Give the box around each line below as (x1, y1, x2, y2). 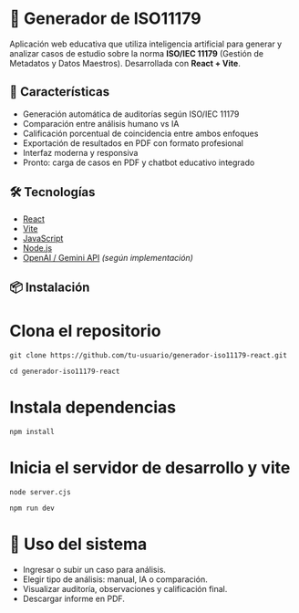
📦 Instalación (9, 279, 90, 295)
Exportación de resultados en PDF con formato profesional (22, 137, 244, 149)
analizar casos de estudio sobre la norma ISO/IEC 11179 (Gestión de (9, 47, 264, 58)
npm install (9, 427, 55, 436)
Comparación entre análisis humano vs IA (22, 118, 180, 129)
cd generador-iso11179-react (9, 367, 120, 376)
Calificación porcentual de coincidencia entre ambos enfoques (22, 128, 259, 139)
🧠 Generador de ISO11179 (9, 8, 202, 29)
